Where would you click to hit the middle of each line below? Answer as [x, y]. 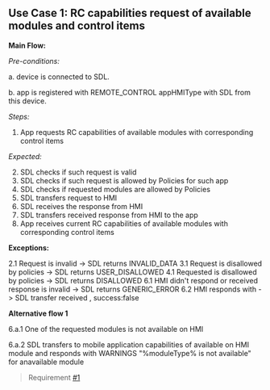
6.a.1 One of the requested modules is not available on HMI [106, 329]
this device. [27, 101]
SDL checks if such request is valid [78, 172]
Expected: [25, 156]
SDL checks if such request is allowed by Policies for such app [124, 180]
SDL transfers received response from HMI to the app [109, 215]
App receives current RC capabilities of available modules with [124, 223]
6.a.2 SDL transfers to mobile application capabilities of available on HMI [129, 344]
